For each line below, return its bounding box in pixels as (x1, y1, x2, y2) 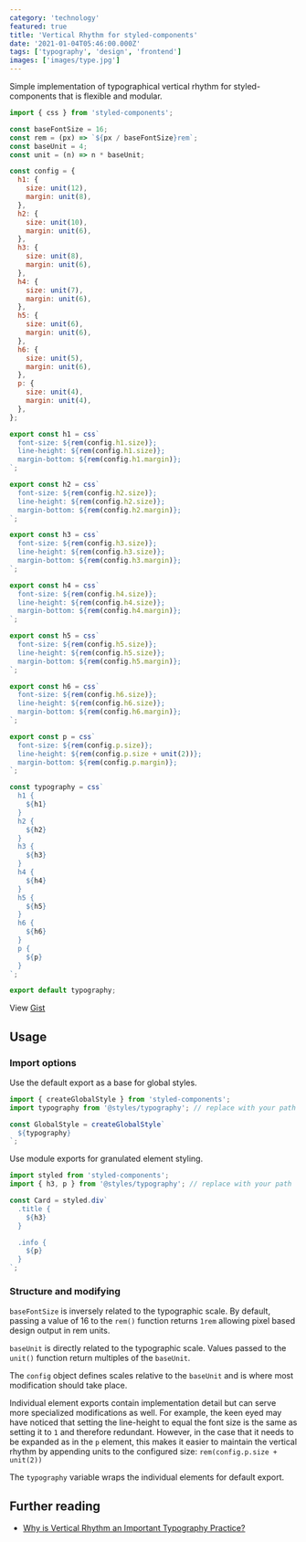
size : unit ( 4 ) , (26, 387, 84, 397)
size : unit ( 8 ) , (26, 252, 84, 261)
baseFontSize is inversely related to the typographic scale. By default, (9, 1305, 271, 1316)
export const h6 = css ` (9, 681, 100, 691)
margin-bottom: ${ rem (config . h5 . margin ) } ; (17, 657, 182, 666)
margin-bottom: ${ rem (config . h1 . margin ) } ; (17, 455, 182, 464)
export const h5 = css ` (9, 631, 100, 640)
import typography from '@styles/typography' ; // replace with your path (9, 1103, 297, 1113)
